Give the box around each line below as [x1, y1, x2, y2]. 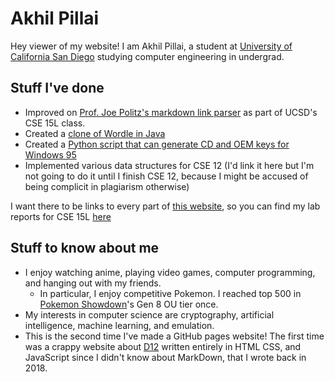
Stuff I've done [10, 80, 105, 97]
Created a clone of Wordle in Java [24, 127, 166, 139]
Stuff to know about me [10, 240, 160, 257]
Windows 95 [24, 148, 77, 161]
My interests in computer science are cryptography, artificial [24, 308, 275, 321]
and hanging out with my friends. [24, 277, 162, 289]
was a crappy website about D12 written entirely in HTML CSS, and [24, 340, 302, 352]
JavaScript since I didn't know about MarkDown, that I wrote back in [24, 351, 307, 363]
